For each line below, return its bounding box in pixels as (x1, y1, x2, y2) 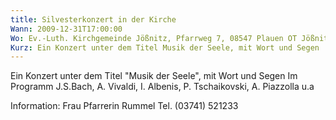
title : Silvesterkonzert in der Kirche (10, 14, 177, 25)
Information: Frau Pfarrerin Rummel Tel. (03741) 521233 (10, 100, 239, 112)
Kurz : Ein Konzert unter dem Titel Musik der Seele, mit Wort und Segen (10, 42, 320, 53)
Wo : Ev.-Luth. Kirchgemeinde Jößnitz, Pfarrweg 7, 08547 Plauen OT (10, 33, 298, 43)
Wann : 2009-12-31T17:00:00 (10, 24, 123, 34)
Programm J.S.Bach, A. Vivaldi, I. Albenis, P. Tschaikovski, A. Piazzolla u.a (10, 81, 315, 93)
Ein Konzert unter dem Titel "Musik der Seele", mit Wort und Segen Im (10, 70, 298, 82)
